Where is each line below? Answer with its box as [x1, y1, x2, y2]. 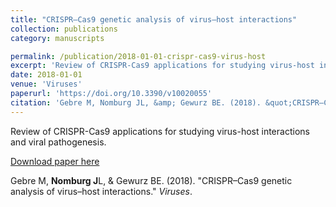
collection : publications [10, 24, 118, 34]
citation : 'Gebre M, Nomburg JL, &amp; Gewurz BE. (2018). [10, 97, 262, 108]
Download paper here [10, 155, 100, 167]
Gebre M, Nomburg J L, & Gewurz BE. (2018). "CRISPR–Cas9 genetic [10, 174, 293, 186]
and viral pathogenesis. [10, 136, 107, 148]
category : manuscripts [10, 33, 105, 43]
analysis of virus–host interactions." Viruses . [10, 185, 193, 197]
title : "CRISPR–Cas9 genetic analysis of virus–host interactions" [10, 14, 298, 25]
